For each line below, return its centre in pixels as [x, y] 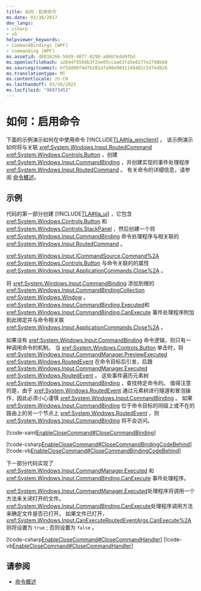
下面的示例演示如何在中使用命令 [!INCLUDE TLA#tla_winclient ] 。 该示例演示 [100, 140]
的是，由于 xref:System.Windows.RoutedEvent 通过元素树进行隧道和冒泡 [96, 390]
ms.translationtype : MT [36, 73]
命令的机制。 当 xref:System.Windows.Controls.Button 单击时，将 [103, 347]
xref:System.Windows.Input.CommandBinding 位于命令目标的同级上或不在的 [100, 405]
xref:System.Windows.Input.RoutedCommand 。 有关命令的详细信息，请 [96, 170]
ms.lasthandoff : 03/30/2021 [41, 85]
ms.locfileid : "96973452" [38, 90]
